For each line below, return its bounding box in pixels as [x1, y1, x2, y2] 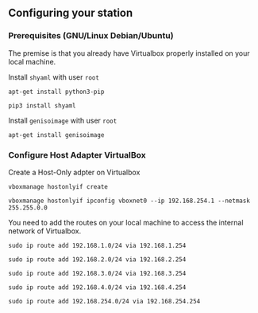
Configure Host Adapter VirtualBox [8, 149, 146, 160]
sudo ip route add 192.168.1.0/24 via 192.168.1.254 [8, 241, 187, 249]
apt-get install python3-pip [8, 88, 105, 96]
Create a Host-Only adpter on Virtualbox [8, 167, 141, 177]
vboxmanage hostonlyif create [8, 182, 109, 190]
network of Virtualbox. [8, 226, 82, 236]
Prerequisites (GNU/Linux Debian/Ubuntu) [8, 30, 174, 41]
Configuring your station [8, 6, 133, 20]
